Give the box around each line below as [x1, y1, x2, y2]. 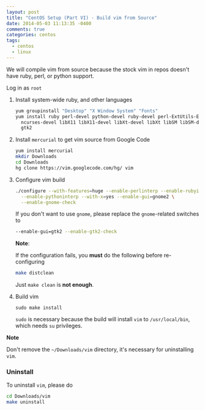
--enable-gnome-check [21, 199, 76, 205]
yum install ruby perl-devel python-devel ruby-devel [15, 113, 155, 120]
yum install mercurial [15, 148, 73, 154]
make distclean [15, 270, 54, 276]
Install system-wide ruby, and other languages [15, 96, 133, 103]
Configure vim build [15, 176, 65, 183]
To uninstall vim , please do [6, 381, 73, 389]
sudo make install [15, 305, 62, 311]
